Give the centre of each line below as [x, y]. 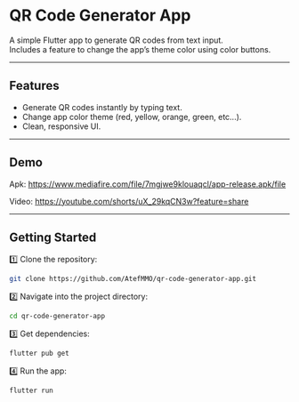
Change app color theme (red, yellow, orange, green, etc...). [132, 117]
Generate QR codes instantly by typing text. [102, 107]
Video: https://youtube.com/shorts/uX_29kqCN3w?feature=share [129, 201]
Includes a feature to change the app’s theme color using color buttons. [140, 49]
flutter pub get [39, 354]
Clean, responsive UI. [61, 126]
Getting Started [53, 237]
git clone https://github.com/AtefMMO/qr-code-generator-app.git [133, 279]
